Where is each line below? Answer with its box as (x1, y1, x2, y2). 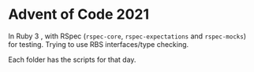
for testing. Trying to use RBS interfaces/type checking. (8, 39, 189, 49)
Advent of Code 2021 (8, 5, 150, 23)
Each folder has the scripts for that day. (8, 55, 136, 64)
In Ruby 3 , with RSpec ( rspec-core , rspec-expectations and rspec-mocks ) (8, 31, 247, 41)
